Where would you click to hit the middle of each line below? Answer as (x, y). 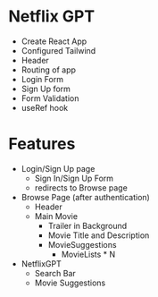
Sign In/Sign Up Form (74, 178)
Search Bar (55, 273)
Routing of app (49, 70)
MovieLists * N (88, 254)
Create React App (54, 41)
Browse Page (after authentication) (86, 197)
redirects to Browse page (81, 187)
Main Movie (56, 216)
